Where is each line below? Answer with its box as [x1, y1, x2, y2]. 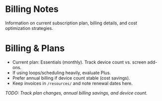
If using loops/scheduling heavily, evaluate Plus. [12, 70, 111, 76]
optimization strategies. [5, 25, 54, 31]
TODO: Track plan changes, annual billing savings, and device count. [5, 90, 148, 96]
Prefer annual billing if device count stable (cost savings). [12, 75, 130, 81]
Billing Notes [5, 3, 59, 15]
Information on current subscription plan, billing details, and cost [5, 20, 138, 26]
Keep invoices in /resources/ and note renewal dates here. [12, 80, 133, 86]
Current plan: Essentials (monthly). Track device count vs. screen [12, 59, 147, 65]
